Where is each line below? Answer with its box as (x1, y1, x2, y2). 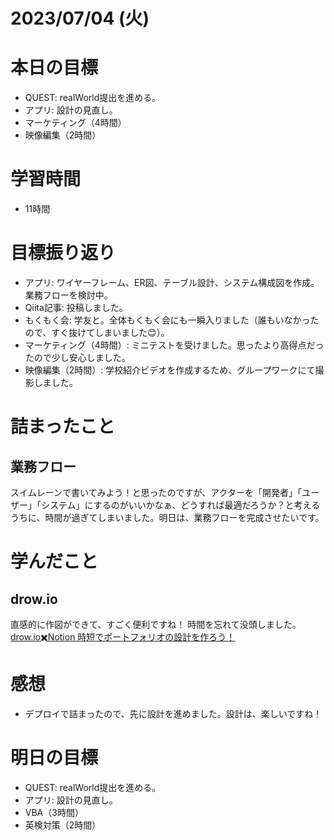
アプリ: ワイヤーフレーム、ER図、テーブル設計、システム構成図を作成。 (24, 277, 320, 288)
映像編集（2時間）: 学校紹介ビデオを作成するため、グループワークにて (24, 364, 316, 376)
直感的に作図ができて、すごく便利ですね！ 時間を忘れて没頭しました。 (10, 619, 302, 630)
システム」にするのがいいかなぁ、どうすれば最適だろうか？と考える (40, 499, 321, 511)
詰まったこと (10, 415, 115, 438)
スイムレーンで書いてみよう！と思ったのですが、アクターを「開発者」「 (10, 487, 303, 498)
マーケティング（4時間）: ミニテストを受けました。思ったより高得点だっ (24, 339, 325, 351)
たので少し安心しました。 (24, 352, 131, 363)
